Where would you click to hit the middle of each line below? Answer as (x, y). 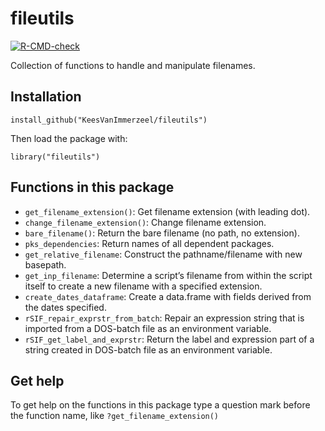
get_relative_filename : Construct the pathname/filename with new (163, 254)
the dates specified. (65, 307)
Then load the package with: (69, 138)
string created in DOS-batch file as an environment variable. (148, 349)
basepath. (45, 264)
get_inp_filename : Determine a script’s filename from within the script (168, 275)
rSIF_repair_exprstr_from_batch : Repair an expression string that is (164, 318)
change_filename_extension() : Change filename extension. (145, 222)
